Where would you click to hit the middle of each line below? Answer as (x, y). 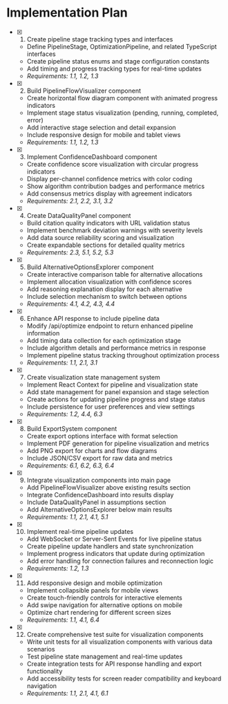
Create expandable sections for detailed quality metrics (106, 245)
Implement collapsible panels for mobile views (93, 590)
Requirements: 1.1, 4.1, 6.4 (63, 620)
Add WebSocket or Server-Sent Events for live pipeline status (114, 539)
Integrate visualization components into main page (98, 480)
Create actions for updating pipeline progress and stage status (116, 399)
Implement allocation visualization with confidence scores (109, 281)
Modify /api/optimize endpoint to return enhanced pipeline (110, 326)
